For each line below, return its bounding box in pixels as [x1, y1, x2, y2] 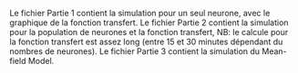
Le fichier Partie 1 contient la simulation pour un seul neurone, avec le [9, 8, 271, 18]
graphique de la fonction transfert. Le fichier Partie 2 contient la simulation [9, 17, 289, 28]
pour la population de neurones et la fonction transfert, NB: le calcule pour [9, 27, 289, 37]
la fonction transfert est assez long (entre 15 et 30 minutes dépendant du [9, 36, 283, 47]
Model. [27, 56, 55, 66]
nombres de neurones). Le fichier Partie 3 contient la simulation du [9, 46, 261, 57]
